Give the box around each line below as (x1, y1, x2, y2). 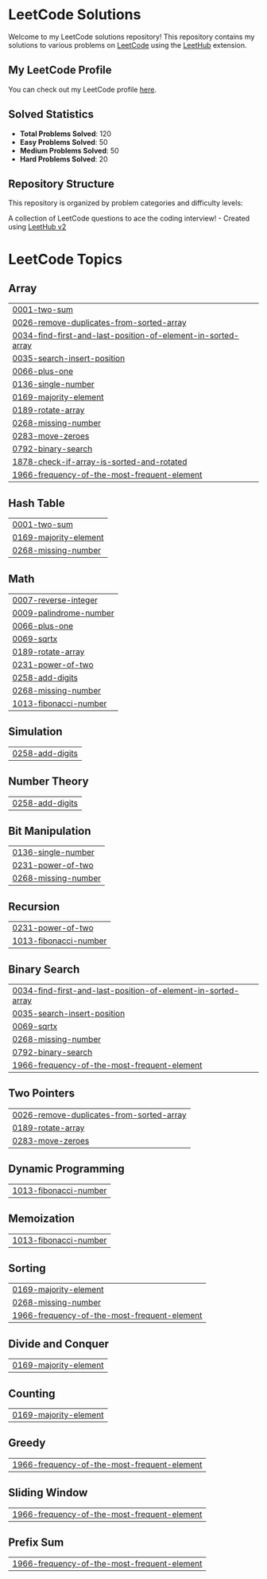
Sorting (8, 1261, 46, 1275)
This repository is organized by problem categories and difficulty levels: (8, 198, 244, 208)
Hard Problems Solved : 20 (19, 154, 109, 164)
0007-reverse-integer (12, 595, 98, 606)
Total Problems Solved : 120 (19, 129, 112, 138)
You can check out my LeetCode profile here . (8, 84, 157, 94)
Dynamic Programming (8, 1162, 125, 1175)
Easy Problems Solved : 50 (19, 137, 109, 146)
